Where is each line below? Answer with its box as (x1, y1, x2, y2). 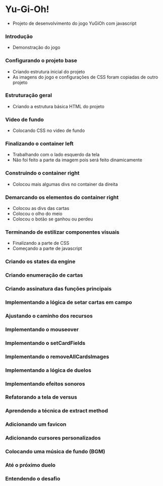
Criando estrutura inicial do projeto (12, 68, 85, 74)
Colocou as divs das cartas (12, 205, 70, 211)
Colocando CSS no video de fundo (12, 127, 85, 134)
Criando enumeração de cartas (5, 272, 83, 279)
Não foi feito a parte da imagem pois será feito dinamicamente (12, 157, 142, 163)
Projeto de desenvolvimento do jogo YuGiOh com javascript (12, 20, 137, 26)
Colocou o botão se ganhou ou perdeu (12, 216, 93, 222)
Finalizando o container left (5, 140, 74, 147)
